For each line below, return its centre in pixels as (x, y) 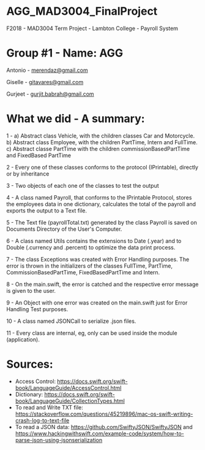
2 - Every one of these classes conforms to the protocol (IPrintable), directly (102, 167)
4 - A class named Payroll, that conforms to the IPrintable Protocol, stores (99, 197)
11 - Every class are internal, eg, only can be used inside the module (92, 333)
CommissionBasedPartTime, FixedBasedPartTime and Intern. (83, 272)
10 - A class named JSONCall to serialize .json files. (71, 321)
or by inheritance (28, 174)
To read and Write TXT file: (49, 407)
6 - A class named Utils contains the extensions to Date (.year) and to (94, 241)
